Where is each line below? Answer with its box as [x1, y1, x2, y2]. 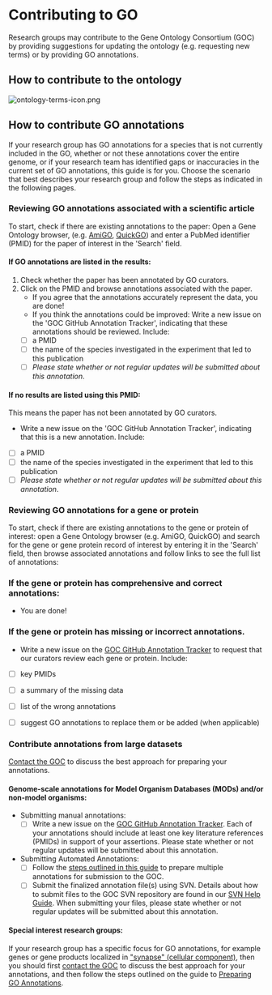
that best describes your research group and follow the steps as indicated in [8, 174, 263, 184]
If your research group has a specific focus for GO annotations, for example [8, 943, 261, 953]
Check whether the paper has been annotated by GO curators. [19, 275, 229, 285]
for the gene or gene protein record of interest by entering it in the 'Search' [8, 540, 259, 549]
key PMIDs [19, 668, 57, 678]
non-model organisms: [8, 792, 87, 802]
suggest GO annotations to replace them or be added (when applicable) [19, 717, 261, 727]
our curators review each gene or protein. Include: [19, 653, 188, 663]
